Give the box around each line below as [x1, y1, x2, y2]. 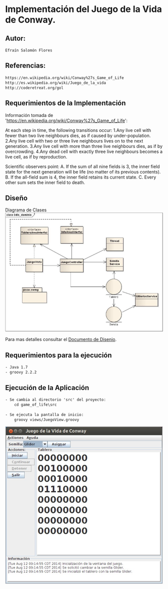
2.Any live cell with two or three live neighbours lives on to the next [5, 137, 143, 143]
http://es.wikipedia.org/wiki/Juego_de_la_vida [5, 80, 106, 85]
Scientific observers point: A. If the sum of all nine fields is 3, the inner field [5, 163, 160, 169]
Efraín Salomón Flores [5, 48, 52, 53]
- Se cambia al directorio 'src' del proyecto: [5, 397, 106, 402]
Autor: [5, 34, 26, 42]
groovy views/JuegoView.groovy [14, 417, 79, 422]
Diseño [5, 194, 28, 202]
